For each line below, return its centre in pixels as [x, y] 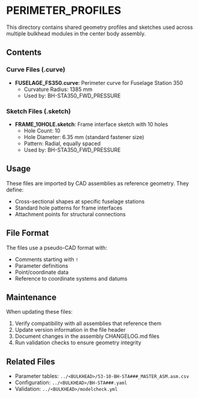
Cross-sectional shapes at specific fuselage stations [80, 201]
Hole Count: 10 [42, 131]
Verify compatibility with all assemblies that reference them [88, 323]
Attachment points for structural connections [70, 214]
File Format [28, 233]
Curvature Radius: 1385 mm [58, 89]
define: [15, 190]
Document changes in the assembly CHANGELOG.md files [87, 336]
